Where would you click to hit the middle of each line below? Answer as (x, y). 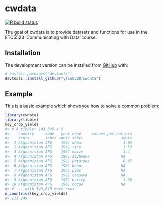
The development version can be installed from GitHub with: (67, 65)
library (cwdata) (22, 115)
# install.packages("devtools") (39, 74)
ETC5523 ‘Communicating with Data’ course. (51, 37)
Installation (23, 53)
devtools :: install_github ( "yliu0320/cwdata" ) (53, 78)
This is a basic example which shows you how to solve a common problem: (82, 106)
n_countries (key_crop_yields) (37, 194)
